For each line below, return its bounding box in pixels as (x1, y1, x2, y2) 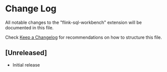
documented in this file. (5, 24, 54, 30)
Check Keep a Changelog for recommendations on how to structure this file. (5, 34, 162, 40)
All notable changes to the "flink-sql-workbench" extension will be (5, 19, 142, 25)
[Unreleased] (5, 49, 47, 57)
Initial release (12, 62, 40, 68)
